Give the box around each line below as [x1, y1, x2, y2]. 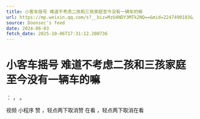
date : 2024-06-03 [6, 25, 49, 32]
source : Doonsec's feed [6, 20, 65, 26]
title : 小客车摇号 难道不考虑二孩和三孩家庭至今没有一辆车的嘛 [6, 8, 143, 15]
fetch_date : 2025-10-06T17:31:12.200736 [6, 31, 108, 37]
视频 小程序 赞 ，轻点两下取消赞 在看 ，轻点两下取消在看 [6, 107, 144, 114]
